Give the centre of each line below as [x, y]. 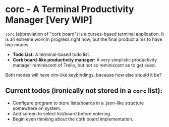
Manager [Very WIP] [49, 20]
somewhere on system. [37, 108]
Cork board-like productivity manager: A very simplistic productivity [85, 59]
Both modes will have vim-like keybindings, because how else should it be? [83, 75]
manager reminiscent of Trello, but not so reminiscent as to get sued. [84, 65]
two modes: [18, 44]
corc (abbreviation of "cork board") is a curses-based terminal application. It [85, 34]
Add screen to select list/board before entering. [62, 113]
